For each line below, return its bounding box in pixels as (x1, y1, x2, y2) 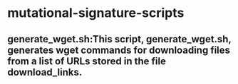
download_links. (7, 66, 83, 78)
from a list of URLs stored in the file (7, 55, 166, 67)
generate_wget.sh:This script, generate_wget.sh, (7, 33, 232, 45)
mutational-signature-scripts (7, 5, 185, 21)
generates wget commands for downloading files (7, 44, 230, 56)
